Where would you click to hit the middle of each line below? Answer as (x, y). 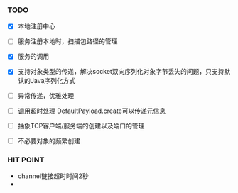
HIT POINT (26, 160)
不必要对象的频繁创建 (49, 140)
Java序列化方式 (53, 80)
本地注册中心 (36, 26)
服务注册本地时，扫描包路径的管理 (67, 41)
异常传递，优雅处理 (46, 95)
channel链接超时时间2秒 (53, 176)
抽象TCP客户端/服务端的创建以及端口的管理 (81, 126)
